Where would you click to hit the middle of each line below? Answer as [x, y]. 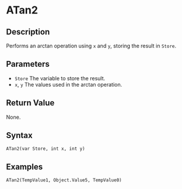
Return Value [30, 103]
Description [28, 32]
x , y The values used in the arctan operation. [68, 84]
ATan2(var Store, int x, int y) [45, 149]
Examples [24, 166]
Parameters [28, 64]
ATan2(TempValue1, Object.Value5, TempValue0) [64, 180]
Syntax [19, 135]
